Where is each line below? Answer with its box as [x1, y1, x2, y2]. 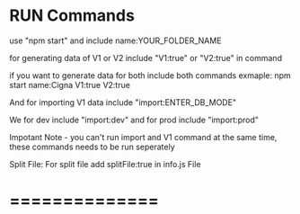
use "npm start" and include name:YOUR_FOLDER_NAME [9, 35, 222, 46]
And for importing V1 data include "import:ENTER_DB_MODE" [9, 96, 236, 108]
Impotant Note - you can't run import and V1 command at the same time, [9, 131, 278, 142]
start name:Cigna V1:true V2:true [9, 79, 130, 90]
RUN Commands [9, 5, 135, 26]
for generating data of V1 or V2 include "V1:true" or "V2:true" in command [9, 52, 283, 63]
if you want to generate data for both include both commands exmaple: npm [9, 69, 292, 81]
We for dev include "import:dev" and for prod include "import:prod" [9, 114, 259, 125]
